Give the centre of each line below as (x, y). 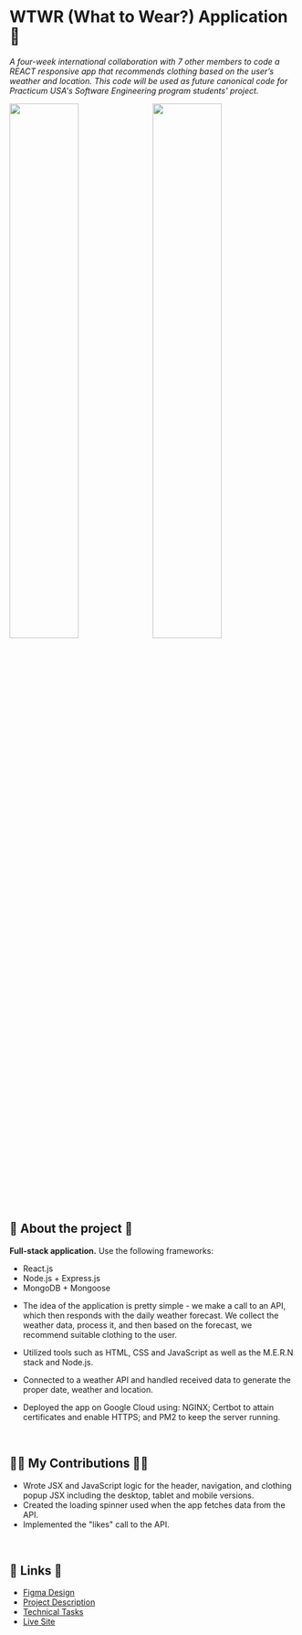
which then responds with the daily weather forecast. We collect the (151, 1315)
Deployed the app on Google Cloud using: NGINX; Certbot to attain (148, 1407)
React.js (38, 1269)
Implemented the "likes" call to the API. (96, 1524)
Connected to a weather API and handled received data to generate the (156, 1380)
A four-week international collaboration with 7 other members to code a (145, 61)
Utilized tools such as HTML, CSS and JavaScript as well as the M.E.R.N (158, 1352)
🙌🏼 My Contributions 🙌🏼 (79, 1464)
